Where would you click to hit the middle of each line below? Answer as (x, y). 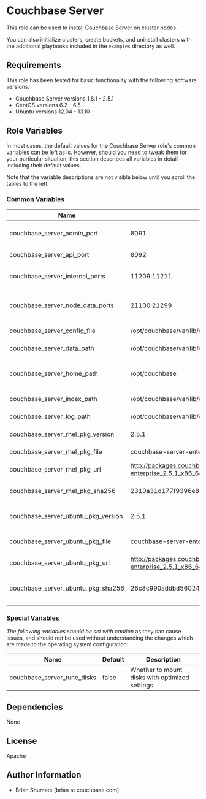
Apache (16, 755)
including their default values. (44, 165)
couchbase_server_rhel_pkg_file (56, 451)
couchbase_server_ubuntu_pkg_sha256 (67, 588)
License (22, 741)
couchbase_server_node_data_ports (62, 305)
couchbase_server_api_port (49, 254)
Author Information (44, 775)
